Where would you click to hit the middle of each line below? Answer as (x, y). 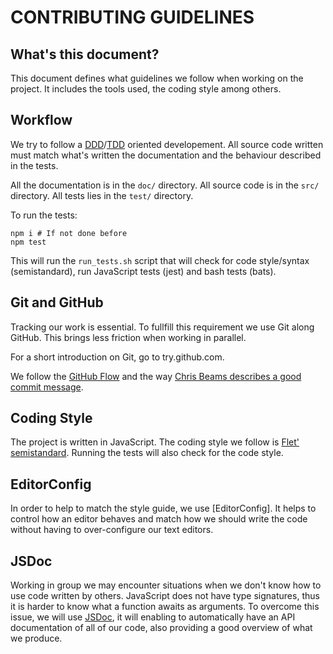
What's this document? (85, 54)
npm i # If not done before (69, 233)
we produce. (36, 638)
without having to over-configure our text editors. (112, 530)
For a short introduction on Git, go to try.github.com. (117, 357)
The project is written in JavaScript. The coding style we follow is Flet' (155, 442)
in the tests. (34, 165)
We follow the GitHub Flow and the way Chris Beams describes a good (156, 376)
